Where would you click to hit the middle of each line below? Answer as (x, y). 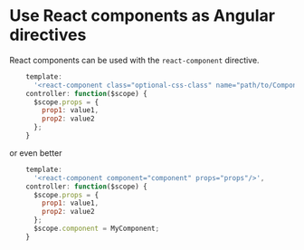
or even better (36, 153)
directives (48, 35)
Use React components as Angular (142, 16)
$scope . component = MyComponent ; (96, 229)
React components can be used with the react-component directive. (134, 60)
